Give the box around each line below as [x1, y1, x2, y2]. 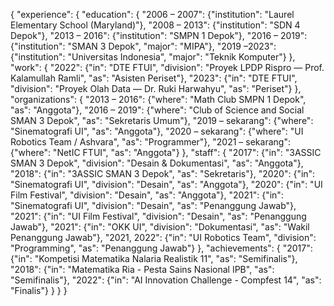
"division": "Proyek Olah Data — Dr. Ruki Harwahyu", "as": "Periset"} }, [10, 83, 302, 94]
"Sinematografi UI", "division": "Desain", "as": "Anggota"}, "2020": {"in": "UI [10, 179, 323, 190]
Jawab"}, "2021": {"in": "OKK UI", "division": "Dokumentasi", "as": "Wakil [10, 221, 310, 233]
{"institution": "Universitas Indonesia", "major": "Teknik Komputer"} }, [10, 51, 296, 63]
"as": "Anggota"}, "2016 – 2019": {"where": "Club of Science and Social [10, 104, 305, 116]
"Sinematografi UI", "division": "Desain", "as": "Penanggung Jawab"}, [10, 200, 297, 211]
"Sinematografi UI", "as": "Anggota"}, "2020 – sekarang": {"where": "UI [10, 125, 304, 137]
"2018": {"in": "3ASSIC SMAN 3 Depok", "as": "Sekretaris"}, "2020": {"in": [10, 168, 316, 179]
